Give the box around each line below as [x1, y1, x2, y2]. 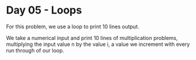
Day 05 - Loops [6, 4, 82, 17]
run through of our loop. [6, 46, 65, 54]
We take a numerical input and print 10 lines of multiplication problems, [6, 34, 178, 41]
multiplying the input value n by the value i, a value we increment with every [6, 41, 190, 48]
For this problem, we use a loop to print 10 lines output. [6, 23, 139, 30]
